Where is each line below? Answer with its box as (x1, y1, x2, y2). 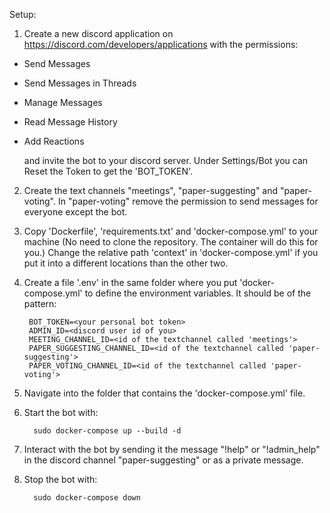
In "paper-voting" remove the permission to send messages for (57, 195, 319, 207)
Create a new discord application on (23, 28, 174, 39)
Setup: (9, 9, 37, 20)
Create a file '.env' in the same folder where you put (23, 277, 238, 288)
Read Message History (23, 116, 118, 128)
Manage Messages (23, 97, 103, 108)
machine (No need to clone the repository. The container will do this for (23, 236, 319, 248)
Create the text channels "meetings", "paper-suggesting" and (23, 185, 279, 196)
